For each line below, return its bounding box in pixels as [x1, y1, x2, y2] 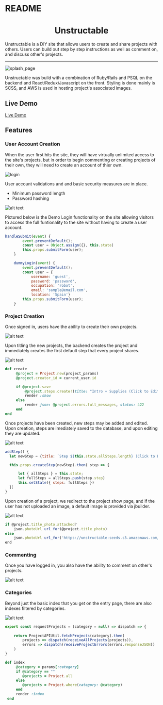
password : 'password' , [31, 279, 77, 284]
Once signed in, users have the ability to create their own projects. [5, 324, 138, 330]
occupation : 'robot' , [31, 283, 75, 288]
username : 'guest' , [31, 274, 70, 279]
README [5, 3, 42, 14]
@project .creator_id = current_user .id [16, 376, 97, 380]
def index [5, 660, 25, 665]
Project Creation [5, 312, 45, 319]
